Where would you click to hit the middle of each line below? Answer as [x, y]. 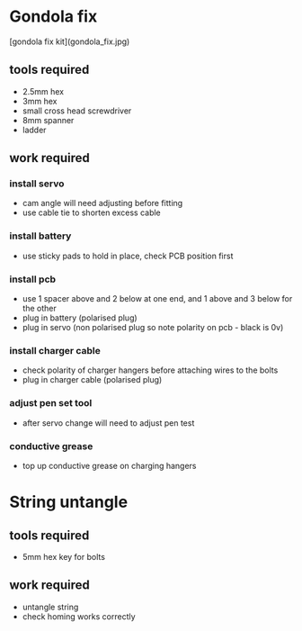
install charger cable [55, 350]
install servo [37, 184]
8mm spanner [48, 120]
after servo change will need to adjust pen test [108, 423]
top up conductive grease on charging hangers [109, 465]
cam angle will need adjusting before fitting [102, 203]
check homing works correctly [79, 616]
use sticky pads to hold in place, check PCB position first [128, 256]
